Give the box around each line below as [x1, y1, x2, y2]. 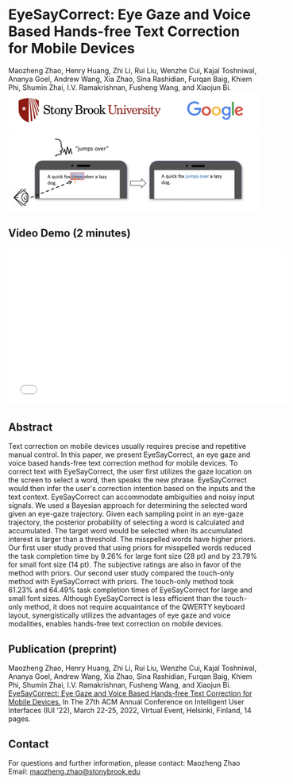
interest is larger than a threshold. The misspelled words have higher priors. [8, 535, 256, 544]
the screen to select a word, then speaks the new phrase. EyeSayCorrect [8, 475, 248, 485]
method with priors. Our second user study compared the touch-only [8, 568, 234, 578]
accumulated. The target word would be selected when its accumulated [8, 526, 243, 536]
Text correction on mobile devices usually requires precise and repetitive [8, 442, 247, 451]
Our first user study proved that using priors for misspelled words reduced [8, 543, 252, 552]
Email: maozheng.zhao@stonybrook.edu [8, 766, 141, 776]
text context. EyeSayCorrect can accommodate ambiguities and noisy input [8, 492, 255, 502]
